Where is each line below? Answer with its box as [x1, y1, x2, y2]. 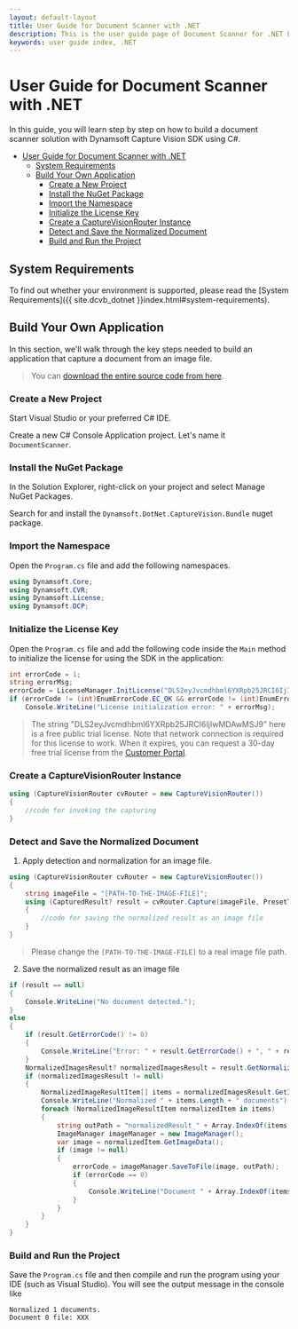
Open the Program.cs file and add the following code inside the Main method [9, 643, 286, 653]
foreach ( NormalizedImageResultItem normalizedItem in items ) [41, 1104, 276, 1114]
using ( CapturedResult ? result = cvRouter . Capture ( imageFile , [25, 898, 260, 906]
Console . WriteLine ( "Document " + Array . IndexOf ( [88, 1187, 272, 1196]
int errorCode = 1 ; [9, 669, 82, 679]
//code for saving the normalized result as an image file [41, 914, 264, 923]
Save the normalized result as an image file [21, 963, 180, 974]
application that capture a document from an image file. [9, 352, 213, 364]
